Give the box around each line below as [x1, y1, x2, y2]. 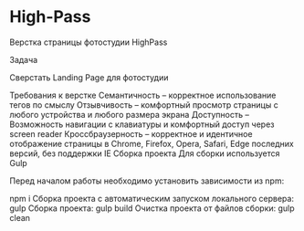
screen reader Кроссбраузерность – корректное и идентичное [9, 128, 253, 139]
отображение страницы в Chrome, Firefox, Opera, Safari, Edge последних [9, 138, 294, 149]
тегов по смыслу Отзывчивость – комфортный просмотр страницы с [9, 99, 278, 110]
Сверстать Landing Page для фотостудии [9, 71, 169, 83]
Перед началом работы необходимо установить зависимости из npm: [9, 175, 285, 186]
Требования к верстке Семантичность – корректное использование [9, 89, 277, 100]
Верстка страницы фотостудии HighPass [9, 37, 168, 47]
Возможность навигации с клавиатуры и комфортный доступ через [9, 119, 276, 130]
